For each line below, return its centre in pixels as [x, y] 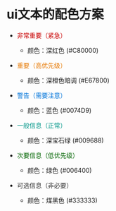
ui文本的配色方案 [56, 14]
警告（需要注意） [41, 95]
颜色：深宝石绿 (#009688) [65, 140]
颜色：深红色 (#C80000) [63, 50]
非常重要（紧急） [41, 35]
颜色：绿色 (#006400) [59, 170]
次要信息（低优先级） [47, 155]
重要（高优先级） [41, 65]
